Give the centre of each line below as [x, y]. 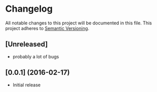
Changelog [29, 9]
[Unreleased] [27, 44]
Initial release [26, 85]
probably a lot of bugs [36, 56]
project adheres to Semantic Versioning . [47, 28]
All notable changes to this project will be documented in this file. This [79, 23]
